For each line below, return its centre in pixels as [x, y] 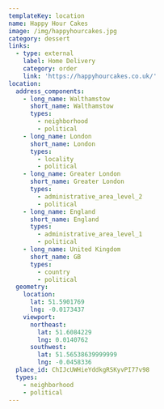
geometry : [32, 287]
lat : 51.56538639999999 [77, 355]
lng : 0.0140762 [63, 340]
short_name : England [64, 219]
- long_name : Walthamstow [67, 99]
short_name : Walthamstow [71, 106]
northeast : [48, 325]
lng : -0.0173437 [57, 309]
